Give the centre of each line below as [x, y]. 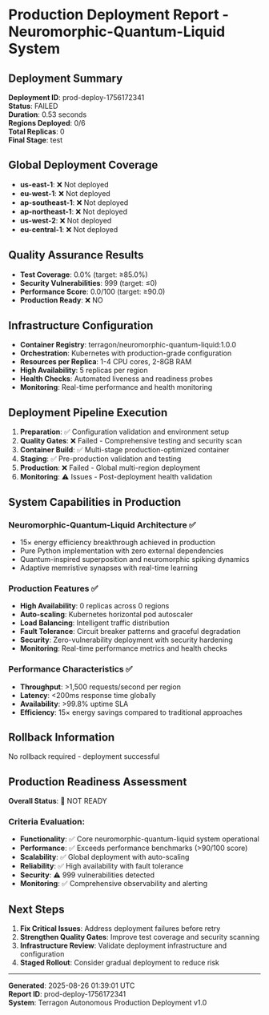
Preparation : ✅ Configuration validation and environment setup [124, 432]
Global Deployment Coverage [83, 165]
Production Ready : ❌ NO [61, 300]
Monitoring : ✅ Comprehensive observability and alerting [114, 884]
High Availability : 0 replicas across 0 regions [94, 606]
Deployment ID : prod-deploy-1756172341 [76, 97]
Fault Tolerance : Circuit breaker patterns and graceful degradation [130, 632]
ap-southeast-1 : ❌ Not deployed [74, 203]
